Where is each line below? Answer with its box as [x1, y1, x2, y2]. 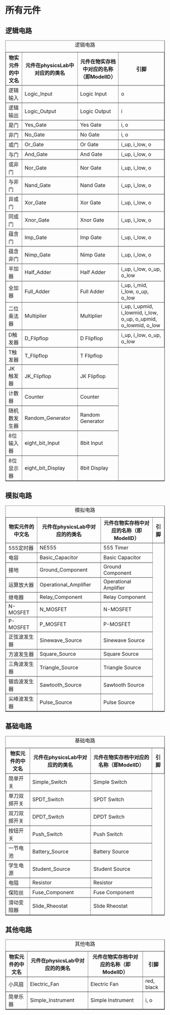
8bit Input [80, 440, 103, 446]
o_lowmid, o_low [121, 322, 160, 329]
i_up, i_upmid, [121, 303, 153, 310]
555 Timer [103, 544, 129, 551]
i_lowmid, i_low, [121, 309, 158, 316]
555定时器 [8, 544, 34, 552]
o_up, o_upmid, [121, 316, 157, 322]
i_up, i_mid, [121, 282, 148, 288]
